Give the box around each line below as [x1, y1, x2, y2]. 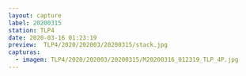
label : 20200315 [8, 19, 62, 27]
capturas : [8, 48, 41, 56]
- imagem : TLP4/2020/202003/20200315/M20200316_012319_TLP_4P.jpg [15, 56, 239, 64]
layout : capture [8, 11, 62, 20]
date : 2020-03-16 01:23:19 [8, 33, 97, 42]
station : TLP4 [8, 26, 55, 34]
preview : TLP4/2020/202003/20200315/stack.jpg [8, 41, 168, 49]
